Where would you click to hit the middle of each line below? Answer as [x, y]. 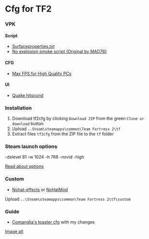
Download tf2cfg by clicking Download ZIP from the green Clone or [78, 119]
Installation [19, 108]
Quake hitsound [28, 95]
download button [28, 124]
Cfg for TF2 [28, 9]
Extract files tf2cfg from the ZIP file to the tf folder [63, 134]
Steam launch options [31, 146]
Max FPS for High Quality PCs [41, 73]
